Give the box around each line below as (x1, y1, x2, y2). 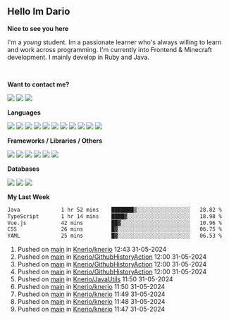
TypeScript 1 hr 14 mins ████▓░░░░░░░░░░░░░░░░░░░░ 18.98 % (7, 212, 222, 220)
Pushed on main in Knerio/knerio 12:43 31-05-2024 (17, 245, 167, 254)
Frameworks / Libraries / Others (7, 136, 103, 145)
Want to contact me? (7, 80, 70, 89)
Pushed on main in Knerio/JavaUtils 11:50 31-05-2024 (17, 275, 174, 283)
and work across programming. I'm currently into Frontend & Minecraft (7, 45, 213, 53)
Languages (7, 108, 41, 117)
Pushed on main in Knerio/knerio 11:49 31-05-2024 (17, 290, 166, 298)
